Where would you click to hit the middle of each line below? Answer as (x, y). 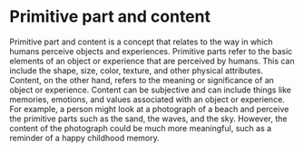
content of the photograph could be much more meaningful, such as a (141, 128)
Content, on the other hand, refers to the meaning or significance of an (142, 80)
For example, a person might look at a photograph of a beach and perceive (149, 109)
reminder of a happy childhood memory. (85, 138)
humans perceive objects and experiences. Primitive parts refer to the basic (151, 51)
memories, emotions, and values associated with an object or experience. (147, 99)
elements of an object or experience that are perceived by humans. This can (152, 61)
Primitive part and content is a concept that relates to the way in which (142, 42)
